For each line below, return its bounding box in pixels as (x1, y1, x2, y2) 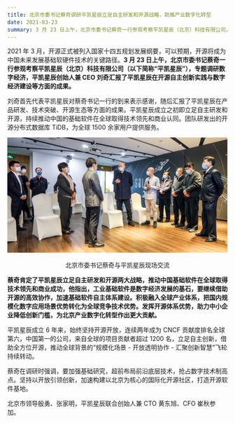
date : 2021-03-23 (7, 18, 58, 26)
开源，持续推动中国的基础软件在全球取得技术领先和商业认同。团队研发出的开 (7, 114, 228, 123)
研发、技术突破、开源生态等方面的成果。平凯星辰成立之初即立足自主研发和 (13, 106, 228, 114)
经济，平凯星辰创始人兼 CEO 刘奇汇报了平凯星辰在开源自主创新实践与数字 (13, 74, 226, 82)
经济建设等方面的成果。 (7, 82, 75, 90)
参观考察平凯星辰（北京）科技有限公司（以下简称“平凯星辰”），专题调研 (13, 64, 220, 73)
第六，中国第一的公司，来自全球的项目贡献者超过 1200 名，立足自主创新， (7, 335, 221, 343)
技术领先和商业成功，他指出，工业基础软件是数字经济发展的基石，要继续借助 (7, 284, 228, 293)
